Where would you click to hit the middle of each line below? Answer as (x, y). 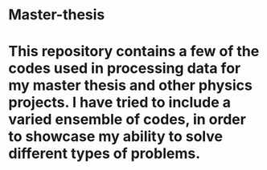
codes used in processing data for (125, 69)
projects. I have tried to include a (120, 103)
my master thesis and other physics (131, 85)
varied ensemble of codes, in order (127, 120)
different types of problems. (105, 154)
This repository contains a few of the (134, 52)
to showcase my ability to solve (116, 137)
